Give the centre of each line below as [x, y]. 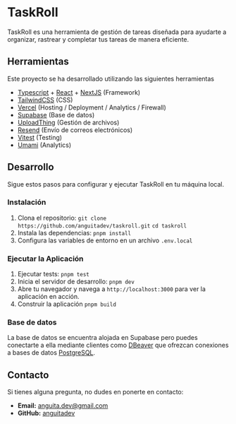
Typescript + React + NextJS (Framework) [79, 92]
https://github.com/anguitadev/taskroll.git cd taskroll [102, 226]
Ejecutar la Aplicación [45, 259]
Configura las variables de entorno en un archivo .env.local [105, 240]
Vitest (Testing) [39, 137]
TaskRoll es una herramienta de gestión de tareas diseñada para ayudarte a [117, 32]
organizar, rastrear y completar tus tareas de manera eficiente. [98, 39]
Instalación [27, 202]
